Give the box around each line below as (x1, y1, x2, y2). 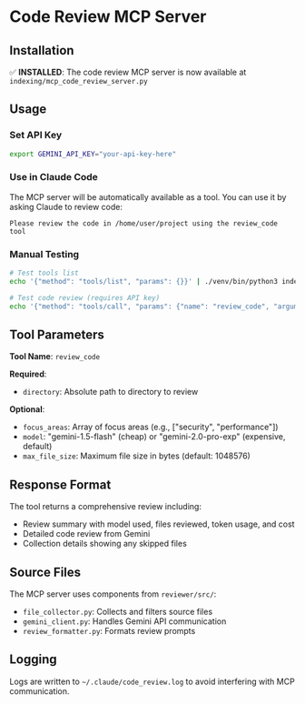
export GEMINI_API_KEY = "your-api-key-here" (9, 149, 177, 158)
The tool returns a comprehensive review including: (9, 501, 202, 512)
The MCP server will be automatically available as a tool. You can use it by (9, 191, 287, 202)
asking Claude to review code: (9, 201, 123, 212)
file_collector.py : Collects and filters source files (22, 607, 213, 618)
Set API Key (9, 129, 63, 142)
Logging (9, 652, 57, 668)
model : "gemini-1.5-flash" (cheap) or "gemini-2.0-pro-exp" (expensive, (22, 431, 286, 442)
